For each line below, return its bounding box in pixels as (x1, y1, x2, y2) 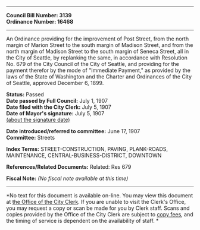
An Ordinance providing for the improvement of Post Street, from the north (6, 35, 189, 42)
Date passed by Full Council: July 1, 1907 (6, 97, 108, 104)
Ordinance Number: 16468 (6, 18, 74, 25)
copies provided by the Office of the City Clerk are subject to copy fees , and (6, 211, 193, 218)
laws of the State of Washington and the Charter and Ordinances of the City (6, 73, 192, 80)
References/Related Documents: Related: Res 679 (6, 163, 132, 170)
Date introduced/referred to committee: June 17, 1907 (6, 128, 140, 134)
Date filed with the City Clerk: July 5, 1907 (6, 103, 111, 111)
